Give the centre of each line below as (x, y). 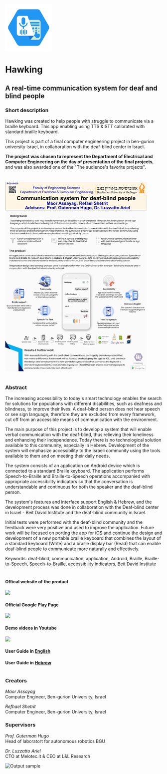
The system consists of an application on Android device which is (73, 466)
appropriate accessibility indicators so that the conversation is (69, 482)
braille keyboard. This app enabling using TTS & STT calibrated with (75, 126)
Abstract (16, 388)
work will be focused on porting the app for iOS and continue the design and (84, 533)
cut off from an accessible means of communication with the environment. (82, 420)
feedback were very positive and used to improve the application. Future (80, 528)
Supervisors (20, 725)
